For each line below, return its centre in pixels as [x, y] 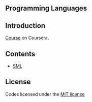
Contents [20, 54]
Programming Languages [46, 8]
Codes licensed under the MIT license [45, 94]
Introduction [25, 26]
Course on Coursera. [27, 38]
